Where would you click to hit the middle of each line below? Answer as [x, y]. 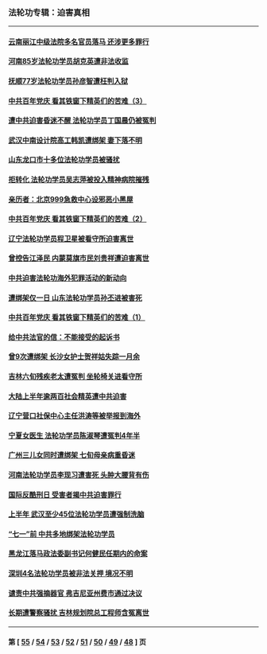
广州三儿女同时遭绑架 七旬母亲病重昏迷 [72, 455]
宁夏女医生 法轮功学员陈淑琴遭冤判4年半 [74, 435]
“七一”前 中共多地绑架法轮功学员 [62, 534]
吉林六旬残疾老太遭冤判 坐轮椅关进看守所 [75, 376]
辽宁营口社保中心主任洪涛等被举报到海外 [74, 416]
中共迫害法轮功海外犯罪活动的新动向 [68, 278]
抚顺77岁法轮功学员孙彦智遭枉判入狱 [68, 81]
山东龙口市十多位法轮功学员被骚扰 [64, 160]
